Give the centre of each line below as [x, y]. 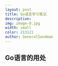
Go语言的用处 [26, 58]
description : [18, 19]
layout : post [18, 10]
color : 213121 [19, 32]
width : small [18, 28]
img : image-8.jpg [23, 23]
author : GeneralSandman [29, 37]
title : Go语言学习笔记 [26, 14]
